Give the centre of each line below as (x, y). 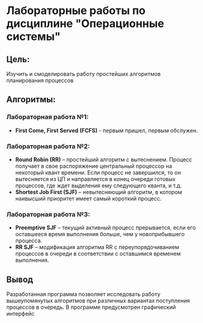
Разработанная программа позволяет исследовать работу (83, 294)
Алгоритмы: (31, 99)
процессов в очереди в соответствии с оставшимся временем (98, 254)
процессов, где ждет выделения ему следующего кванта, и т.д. (98, 185)
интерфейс (20, 314)
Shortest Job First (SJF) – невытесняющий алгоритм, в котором (98, 192)
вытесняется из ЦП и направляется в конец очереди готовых (95, 179)
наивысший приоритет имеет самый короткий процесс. (88, 198)
